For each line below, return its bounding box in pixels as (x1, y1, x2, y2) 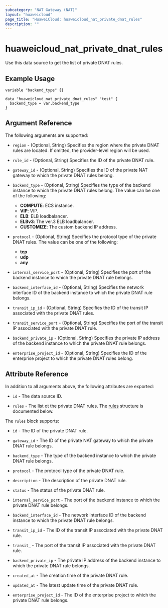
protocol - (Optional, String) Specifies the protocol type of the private (12, 234, 157, 240)
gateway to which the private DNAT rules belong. (12, 172, 114, 178)
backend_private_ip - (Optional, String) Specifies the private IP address (12, 335, 160, 341)
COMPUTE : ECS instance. (20, 202, 74, 208)
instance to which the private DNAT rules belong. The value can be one (12, 187, 160, 193)
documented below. (12, 408, 54, 414)
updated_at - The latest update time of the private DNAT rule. (12, 582, 139, 588)
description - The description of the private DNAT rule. (12, 477, 127, 483)
